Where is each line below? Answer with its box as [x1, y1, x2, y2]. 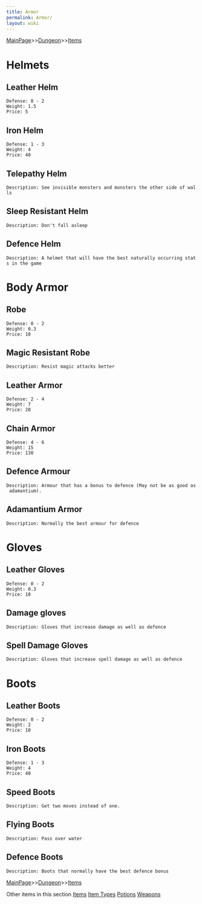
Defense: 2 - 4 [6, 396, 45, 402]
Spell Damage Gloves [6, 640, 88, 650]
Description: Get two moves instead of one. [6, 803, 120, 809]
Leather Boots [6, 700, 60, 710]
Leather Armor [6, 380, 63, 390]
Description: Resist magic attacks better [6, 363, 115, 370]
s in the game [6, 260, 42, 266]
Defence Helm [6, 239, 62, 249]
